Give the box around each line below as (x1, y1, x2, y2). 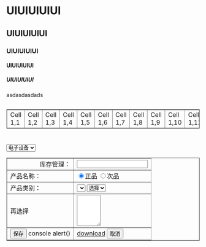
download (76, 229, 105, 238)
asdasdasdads (6, 92, 44, 99)
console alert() (28, 229, 71, 238)
